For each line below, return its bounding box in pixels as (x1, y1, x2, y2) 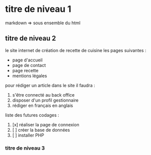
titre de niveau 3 (5, 145, 45, 152)
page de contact (12, 62, 46, 68)
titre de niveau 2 (5, 34, 56, 43)
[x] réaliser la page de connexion (12, 121, 79, 127)
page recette (12, 67, 38, 73)
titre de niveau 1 (5, 3, 72, 15)
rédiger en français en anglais (12, 103, 73, 108)
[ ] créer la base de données (12, 127, 70, 133)
